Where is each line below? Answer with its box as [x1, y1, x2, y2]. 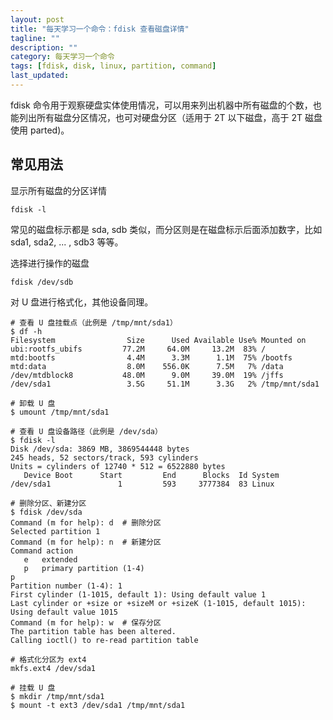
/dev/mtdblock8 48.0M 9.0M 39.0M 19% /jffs [10, 370, 284, 380]
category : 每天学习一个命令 [10, 52, 115, 62]
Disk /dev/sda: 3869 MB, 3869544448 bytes [10, 444, 190, 454]
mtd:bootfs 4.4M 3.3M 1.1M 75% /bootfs [10, 352, 293, 363]
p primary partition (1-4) [23, 563, 145, 573]
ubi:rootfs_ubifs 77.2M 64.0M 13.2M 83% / [10, 344, 267, 354]
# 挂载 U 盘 [10, 682, 56, 693]
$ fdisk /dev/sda [10, 507, 83, 517]
